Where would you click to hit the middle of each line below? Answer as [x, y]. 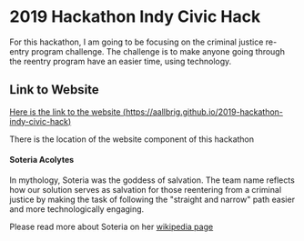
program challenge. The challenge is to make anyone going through [158, 51]
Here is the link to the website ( [68, 112]
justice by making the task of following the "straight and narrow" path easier [152, 199]
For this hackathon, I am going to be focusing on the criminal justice [137, 42]
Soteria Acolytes [42, 160]
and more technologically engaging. [77, 209]
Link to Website [55, 90]
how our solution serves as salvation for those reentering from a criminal [146, 189]
